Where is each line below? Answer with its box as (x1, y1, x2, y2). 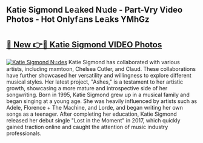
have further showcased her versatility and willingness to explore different (6, 72, 192, 79)
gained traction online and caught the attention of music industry (6, 124, 168, 130)
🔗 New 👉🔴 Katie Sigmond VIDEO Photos (6, 39, 162, 50)
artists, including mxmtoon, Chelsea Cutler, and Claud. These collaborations (6, 65, 196, 72)
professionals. (6, 130, 42, 137)
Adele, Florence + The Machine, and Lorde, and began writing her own (6, 104, 183, 111)
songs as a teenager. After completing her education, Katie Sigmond (6, 110, 177, 118)
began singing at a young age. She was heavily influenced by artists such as (6, 98, 198, 105)
